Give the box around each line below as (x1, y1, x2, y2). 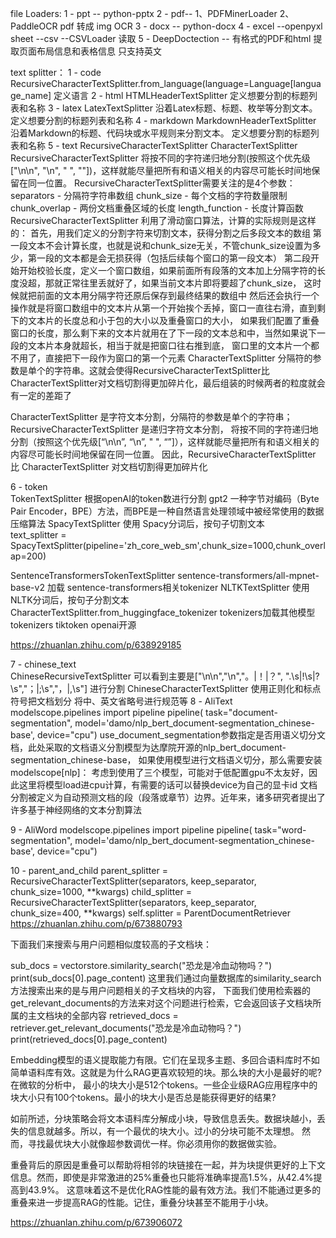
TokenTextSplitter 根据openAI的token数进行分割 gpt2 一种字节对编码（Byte (10, 493, 320, 504)
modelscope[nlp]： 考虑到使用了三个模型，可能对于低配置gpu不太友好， (10, 767, 309, 778)
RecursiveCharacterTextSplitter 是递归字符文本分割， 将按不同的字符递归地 (10, 423, 319, 435)
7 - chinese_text (10, 658, 77, 670)
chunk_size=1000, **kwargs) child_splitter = (10, 886, 192, 897)
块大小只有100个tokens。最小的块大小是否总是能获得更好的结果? (10, 1092, 277, 1103)
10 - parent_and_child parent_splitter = (10, 865, 168, 876)
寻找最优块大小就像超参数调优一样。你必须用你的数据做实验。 (27, 1138, 282, 1149)
